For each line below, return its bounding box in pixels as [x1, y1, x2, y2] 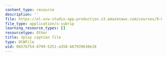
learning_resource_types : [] [5, 26, 66, 31]
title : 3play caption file [5, 35, 61, 40]
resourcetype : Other [5, 30, 48, 35]
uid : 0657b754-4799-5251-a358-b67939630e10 [5, 44, 97, 49]
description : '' [5, 12, 39, 17]
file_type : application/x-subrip [5, 21, 75, 26]
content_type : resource [5, 7, 55, 12]
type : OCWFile [5, 40, 35, 45]
